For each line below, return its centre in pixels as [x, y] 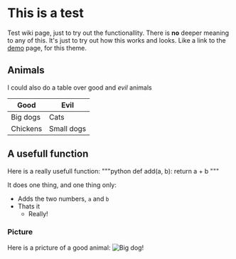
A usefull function [48, 154]
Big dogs [26, 117]
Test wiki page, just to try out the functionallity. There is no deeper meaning [118, 33]
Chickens [27, 128]
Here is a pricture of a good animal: [59, 248]
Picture [20, 232]
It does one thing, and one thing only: [62, 185]
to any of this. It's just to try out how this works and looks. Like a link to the [117, 40]
